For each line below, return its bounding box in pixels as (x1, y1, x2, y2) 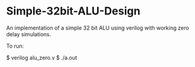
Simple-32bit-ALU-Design (6, 4, 141, 18)
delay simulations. (6, 30, 51, 37)
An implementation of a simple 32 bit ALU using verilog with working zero (6, 24, 189, 31)
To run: (6, 42, 24, 49)
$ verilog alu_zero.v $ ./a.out (6, 54, 77, 61)
